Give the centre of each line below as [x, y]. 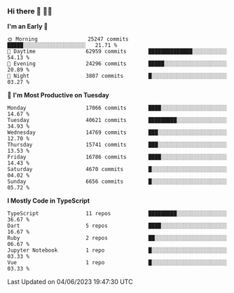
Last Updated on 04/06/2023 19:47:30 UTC [70, 282]
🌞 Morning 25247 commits [68, 39]
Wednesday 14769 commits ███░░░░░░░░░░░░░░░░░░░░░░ [117, 132]
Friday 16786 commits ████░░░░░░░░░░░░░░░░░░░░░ [117, 157]
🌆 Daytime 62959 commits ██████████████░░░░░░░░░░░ [117, 52]
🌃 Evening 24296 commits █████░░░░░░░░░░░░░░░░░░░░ [117, 64]
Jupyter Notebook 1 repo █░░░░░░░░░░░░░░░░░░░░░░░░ [117, 251]
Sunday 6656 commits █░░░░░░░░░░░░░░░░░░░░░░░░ [117, 182]
